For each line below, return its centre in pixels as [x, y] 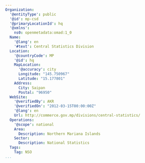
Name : [15, 38]
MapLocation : [27, 65]
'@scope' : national [34, 124]
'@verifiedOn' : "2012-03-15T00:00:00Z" [55, 106]
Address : [23, 83]
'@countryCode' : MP [34, 56]
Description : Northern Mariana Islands [59, 134]
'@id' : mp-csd [24, 19]
